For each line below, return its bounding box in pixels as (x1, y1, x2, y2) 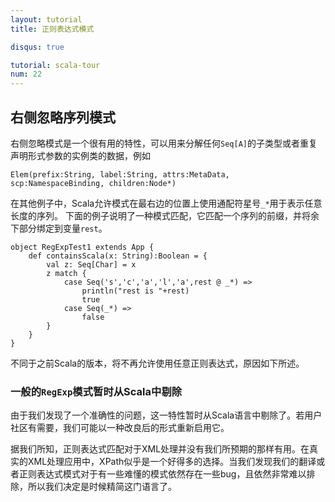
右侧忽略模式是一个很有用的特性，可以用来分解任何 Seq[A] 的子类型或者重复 (10, 137, 318, 149)
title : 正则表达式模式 (10, 24, 95, 34)
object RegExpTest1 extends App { (10, 242, 155, 252)
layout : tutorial (10, 14, 83, 25)
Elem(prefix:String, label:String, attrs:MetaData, (10, 169, 230, 180)
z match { (46, 268, 87, 278)
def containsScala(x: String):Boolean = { (28, 251, 208, 261)
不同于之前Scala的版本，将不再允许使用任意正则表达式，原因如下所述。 (10, 357, 305, 369)
